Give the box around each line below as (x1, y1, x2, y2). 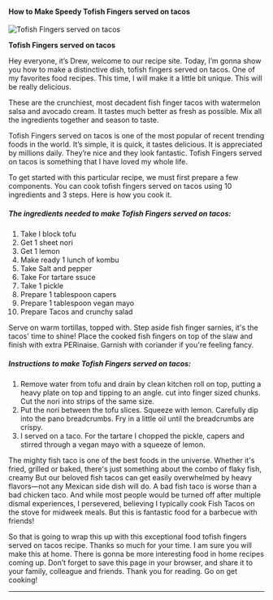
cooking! (8, 575, 38, 585)
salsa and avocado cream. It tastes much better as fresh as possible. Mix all (8, 107, 262, 116)
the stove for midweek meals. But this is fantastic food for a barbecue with (8, 507, 258, 517)
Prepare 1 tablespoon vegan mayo (19, 298, 135, 309)
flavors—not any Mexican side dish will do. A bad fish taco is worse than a (8, 481, 258, 492)
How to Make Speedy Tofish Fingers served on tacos (8, 7, 191, 16)
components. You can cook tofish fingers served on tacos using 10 (8, 182, 232, 191)
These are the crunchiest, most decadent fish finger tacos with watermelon (8, 98, 262, 107)
